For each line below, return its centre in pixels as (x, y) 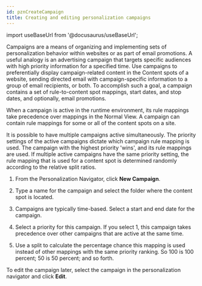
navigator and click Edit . (37, 276)
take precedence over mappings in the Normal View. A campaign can (93, 117)
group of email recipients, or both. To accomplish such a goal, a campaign (99, 85)
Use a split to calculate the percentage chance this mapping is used (100, 245)
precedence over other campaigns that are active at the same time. (99, 233)
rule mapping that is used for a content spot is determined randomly (92, 160)
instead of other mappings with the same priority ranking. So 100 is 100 (104, 251)
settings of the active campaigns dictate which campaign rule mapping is (98, 141)
